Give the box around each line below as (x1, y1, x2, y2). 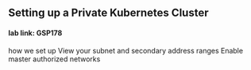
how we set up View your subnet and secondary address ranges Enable (8, 46, 244, 55)
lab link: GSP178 (8, 28, 63, 38)
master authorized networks (8, 54, 101, 64)
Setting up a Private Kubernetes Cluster (8, 6, 209, 20)
